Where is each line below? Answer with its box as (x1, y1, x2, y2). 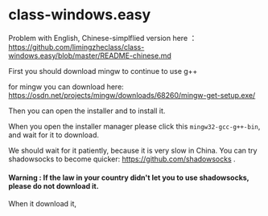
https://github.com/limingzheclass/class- (8, 42, 145, 51)
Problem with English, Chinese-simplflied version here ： (8, 33, 197, 43)
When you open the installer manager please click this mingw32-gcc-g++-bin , (8, 121, 261, 131)
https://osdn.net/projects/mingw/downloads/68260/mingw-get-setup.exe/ (8, 90, 256, 100)
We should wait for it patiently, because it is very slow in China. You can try (8, 145, 258, 155)
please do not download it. (8, 181, 99, 190)
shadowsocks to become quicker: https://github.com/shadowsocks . (8, 154, 236, 164)
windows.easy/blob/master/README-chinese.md (8, 51, 171, 60)
